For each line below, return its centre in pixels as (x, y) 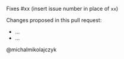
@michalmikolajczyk (31, 49)
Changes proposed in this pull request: (54, 20)
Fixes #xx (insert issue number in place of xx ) (62, 9)
